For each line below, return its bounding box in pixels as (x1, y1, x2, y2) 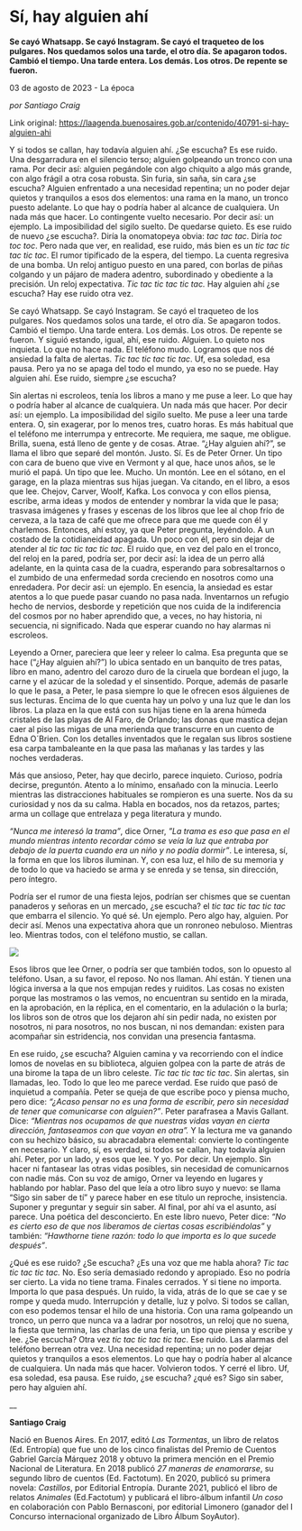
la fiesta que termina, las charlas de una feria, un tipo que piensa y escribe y (9, 1324, 293, 1335)
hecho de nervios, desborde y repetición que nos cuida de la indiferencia (9, 600, 281, 611)
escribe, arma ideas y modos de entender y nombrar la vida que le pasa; (9, 495, 279, 506)
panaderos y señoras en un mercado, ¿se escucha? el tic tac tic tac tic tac (9, 900, 286, 912)
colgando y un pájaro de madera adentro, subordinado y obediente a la (9, 269, 273, 280)
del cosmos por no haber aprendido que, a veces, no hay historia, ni (9, 610, 263, 621)
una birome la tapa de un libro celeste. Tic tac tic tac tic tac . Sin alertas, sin (9, 1067, 289, 1078)
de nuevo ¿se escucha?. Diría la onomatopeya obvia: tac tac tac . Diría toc (9, 230, 282, 241)
